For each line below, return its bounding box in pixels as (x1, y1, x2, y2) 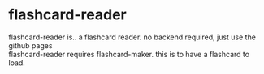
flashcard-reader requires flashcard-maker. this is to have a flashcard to (8, 49, 250, 59)
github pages (8, 40, 53, 50)
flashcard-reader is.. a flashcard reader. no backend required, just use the (8, 32, 256, 42)
